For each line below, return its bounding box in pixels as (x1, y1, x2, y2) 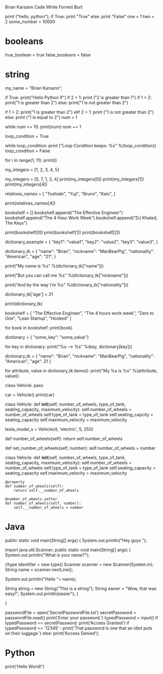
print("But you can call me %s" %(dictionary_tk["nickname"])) (5, 272, 129, 278)
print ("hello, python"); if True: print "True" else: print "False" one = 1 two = (5, 14, 155, 19)
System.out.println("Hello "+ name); (5, 576, 77, 582)
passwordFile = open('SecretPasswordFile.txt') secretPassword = (5, 609, 137, 616)
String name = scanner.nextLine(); (5, 566, 74, 572)
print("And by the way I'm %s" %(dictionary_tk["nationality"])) (5, 282, 129, 288)
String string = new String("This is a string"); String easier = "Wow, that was (5, 585, 157, 591)
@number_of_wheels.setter (5, 497, 57, 501)
